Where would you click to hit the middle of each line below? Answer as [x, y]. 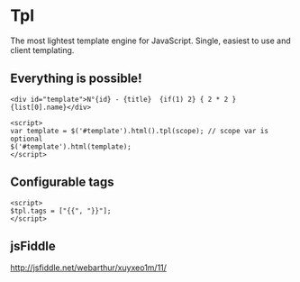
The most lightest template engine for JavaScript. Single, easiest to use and [150, 41]
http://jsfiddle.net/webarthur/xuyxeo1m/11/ [89, 268]
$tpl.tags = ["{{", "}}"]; [61, 211]
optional [27, 139]
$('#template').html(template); [71, 146]
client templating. [42, 50]
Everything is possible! [76, 79]
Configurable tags [62, 182]
